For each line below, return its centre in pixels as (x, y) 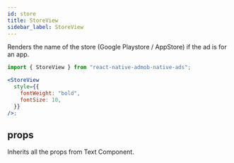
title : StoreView (33, 20)
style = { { (27, 87)
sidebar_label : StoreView (45, 27)
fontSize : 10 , (41, 99)
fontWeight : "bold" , (50, 93)
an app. (18, 54)
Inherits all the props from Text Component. (71, 152)
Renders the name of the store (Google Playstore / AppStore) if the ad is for (117, 47)
